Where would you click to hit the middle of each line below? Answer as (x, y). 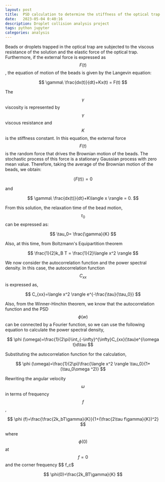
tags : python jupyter (27, 28)
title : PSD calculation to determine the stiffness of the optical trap (83, 14)
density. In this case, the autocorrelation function (55, 268)
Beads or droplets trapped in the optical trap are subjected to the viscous (80, 47)
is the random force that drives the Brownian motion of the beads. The (77, 153)
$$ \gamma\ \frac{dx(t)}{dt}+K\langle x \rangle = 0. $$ (83, 198)
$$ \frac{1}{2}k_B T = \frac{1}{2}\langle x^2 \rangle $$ (83, 253)
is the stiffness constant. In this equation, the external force (66, 138)
